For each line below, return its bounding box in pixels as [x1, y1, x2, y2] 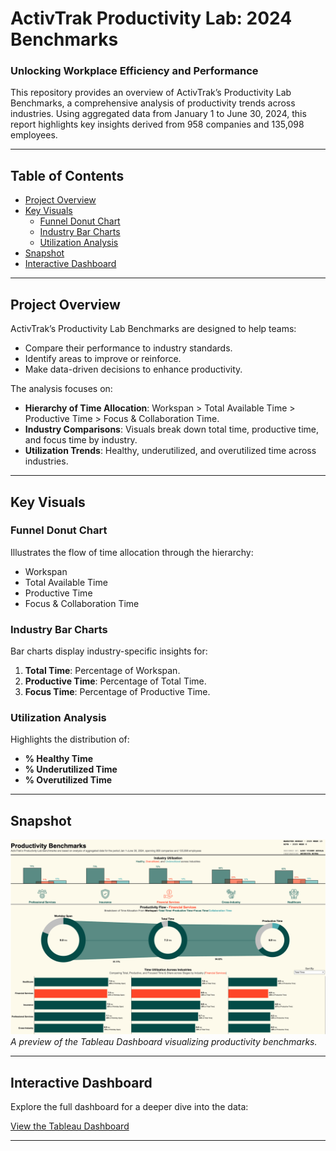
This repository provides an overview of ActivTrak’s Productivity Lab [10, 87, 292, 99]
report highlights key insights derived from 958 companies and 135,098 [10, 118, 305, 131]
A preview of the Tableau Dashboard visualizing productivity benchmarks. [10, 1036, 318, 1048]
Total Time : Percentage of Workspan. [24, 665, 181, 677]
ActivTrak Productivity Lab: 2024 [10, 7, 293, 30]
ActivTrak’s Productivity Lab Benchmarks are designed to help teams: [10, 323, 297, 335]
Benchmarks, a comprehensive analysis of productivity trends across [10, 97, 296, 109]
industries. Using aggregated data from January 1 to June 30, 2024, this [10, 108, 307, 120]
